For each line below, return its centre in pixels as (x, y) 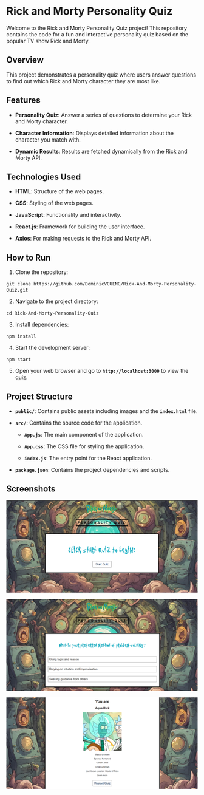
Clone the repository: (42, 272)
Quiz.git (17, 290)
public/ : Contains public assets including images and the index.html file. (106, 411)
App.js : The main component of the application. (84, 435)
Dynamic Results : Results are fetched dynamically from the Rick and (101, 151)
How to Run (29, 257)
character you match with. (48, 139)
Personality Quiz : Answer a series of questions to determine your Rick (104, 115)
